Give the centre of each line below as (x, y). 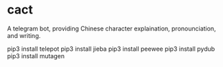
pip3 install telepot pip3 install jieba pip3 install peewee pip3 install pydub (111, 49)
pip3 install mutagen (36, 55)
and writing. (24, 35)
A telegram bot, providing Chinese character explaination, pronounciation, (111, 28)
